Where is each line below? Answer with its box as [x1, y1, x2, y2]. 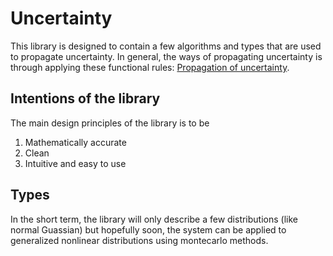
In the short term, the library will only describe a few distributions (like [10, 213, 298, 225]
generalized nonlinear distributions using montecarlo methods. [10, 234, 269, 246]
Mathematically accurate [24, 136, 127, 148]
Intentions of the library [10, 90, 161, 107]
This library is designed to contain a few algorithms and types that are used [10, 40, 322, 52]
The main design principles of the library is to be [10, 117, 210, 129]
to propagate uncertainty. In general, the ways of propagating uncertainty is [10, 50, 323, 62]
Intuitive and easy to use [24, 157, 127, 169]
